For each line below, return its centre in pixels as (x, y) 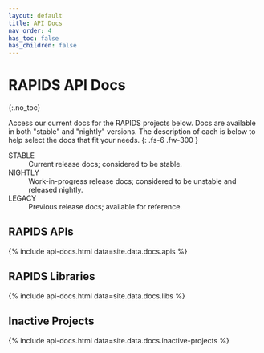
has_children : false (43, 46)
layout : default (35, 16)
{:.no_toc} (24, 108)
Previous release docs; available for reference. (106, 207)
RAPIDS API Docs (67, 85)
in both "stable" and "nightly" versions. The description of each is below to (132, 132)
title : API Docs (35, 23)
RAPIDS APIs (41, 232)
